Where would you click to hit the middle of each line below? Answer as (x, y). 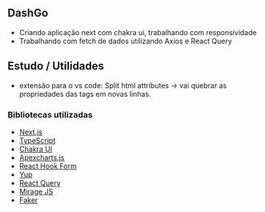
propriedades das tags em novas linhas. (85, 94)
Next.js (31, 132)
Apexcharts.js (42, 157)
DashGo (28, 13)
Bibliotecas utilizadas (50, 114)
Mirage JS (36, 191)
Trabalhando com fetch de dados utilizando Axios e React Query (126, 41)
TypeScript (37, 140)
